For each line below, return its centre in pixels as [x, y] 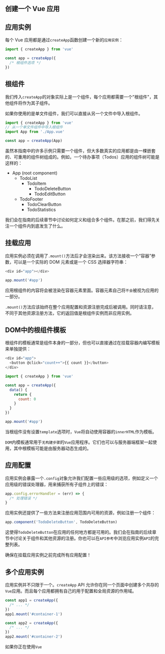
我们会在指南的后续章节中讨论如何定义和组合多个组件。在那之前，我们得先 [80, 220]
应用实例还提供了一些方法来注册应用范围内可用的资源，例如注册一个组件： [80, 513]
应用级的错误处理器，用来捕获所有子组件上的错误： [57, 484]
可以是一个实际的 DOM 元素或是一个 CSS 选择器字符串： [71, 262]
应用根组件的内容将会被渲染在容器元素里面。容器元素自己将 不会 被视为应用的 [82, 290]
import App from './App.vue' [35, 132]
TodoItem [37, 183]
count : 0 [27, 399]
